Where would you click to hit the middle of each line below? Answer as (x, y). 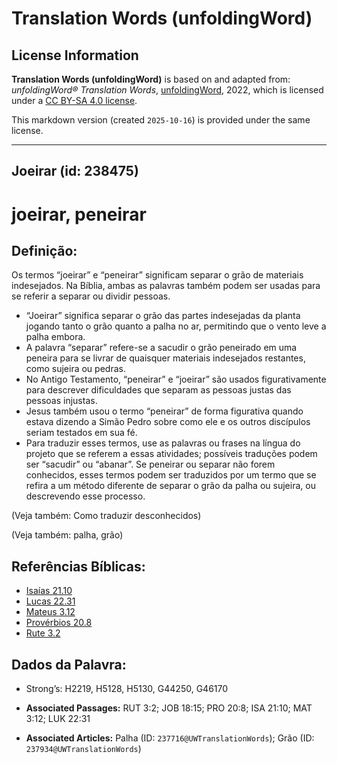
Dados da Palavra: (69, 664)
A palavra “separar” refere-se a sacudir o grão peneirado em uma (161, 348)
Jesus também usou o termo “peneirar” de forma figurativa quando (164, 411)
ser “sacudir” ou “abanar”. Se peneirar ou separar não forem (150, 464)
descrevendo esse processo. (85, 496)
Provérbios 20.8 (59, 623)
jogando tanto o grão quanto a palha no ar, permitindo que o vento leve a (176, 326)
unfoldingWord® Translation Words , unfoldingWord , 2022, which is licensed (167, 90)
